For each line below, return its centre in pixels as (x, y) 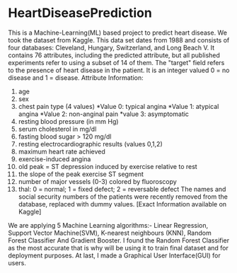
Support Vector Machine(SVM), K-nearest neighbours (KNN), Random (110, 233)
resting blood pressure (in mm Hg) (68, 121)
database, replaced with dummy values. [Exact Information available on (122, 204)
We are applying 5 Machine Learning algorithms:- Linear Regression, (108, 225)
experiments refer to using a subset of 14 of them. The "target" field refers (116, 62)
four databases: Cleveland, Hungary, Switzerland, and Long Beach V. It (111, 47)
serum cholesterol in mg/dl (57, 129)
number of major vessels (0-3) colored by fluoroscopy (98, 181)
